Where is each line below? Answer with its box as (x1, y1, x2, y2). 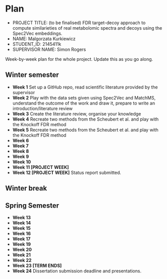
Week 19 (12, 241, 31, 247)
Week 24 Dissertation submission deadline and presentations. (12, 267, 142, 274)
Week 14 (12, 220, 31, 226)
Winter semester (5, 71, 59, 79)
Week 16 (12, 230, 31, 236)
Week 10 (12, 159, 31, 165)
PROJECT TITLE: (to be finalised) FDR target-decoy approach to (12, 20, 146, 26)
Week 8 (12, 148, 29, 154)
